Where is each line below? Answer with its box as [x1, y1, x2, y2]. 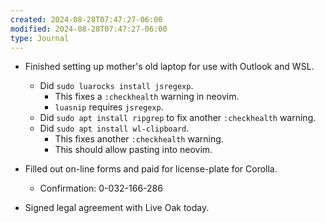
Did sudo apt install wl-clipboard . [39, 122, 190, 135]
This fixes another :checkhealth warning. [54, 133, 224, 145]
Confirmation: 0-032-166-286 [39, 182, 163, 195]
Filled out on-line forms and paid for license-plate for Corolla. [24, 163, 278, 175]
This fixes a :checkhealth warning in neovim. [54, 91, 240, 103]
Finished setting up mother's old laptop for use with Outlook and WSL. [24, 61, 315, 73]
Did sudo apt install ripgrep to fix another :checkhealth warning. [39, 112, 317, 124]
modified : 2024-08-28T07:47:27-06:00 [10, 24, 168, 34]
